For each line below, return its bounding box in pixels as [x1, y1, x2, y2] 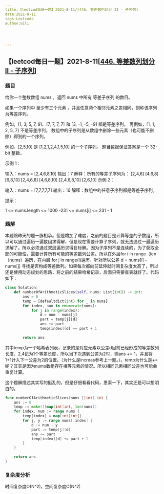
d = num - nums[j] [40, 313, 78, 317]
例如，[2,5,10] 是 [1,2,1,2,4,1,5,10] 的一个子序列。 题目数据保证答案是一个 [5, 144, 149, 150]
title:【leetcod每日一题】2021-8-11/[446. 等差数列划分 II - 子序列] [5, 7, 139, 12]
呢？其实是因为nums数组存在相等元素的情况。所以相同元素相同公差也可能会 [5, 363, 158, 369]
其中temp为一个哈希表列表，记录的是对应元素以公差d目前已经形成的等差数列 [5, 344, 160, 350]
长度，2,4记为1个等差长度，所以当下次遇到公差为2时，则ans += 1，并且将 [5, 351, 153, 357]
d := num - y [31, 423, 58, 427]
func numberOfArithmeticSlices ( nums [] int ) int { [5, 395, 108, 400]
